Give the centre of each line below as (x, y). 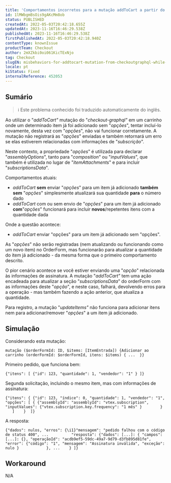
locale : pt (17, 67)
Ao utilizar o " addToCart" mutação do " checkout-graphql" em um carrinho (83, 120)
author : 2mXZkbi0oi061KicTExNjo (39, 53)
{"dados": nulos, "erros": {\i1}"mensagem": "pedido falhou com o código (85, 430)
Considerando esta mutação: (36, 341)
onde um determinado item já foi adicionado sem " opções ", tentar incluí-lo (83, 125)
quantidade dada (30, 214)
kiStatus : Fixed (22, 72)
